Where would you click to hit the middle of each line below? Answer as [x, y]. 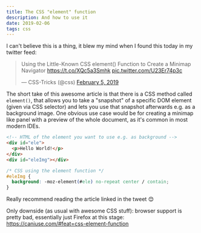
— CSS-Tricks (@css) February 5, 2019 [70, 82]
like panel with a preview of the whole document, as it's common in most [97, 120]
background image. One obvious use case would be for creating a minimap [100, 113]
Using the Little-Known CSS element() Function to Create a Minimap [106, 64]
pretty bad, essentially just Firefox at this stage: [65, 217]
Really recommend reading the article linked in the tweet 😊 [80, 199]
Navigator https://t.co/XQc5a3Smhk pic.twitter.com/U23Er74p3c [102, 71]
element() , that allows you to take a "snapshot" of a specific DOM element [99, 100]
